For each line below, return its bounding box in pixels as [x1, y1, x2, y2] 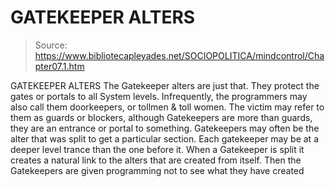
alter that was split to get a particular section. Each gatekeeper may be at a [10, 132, 319, 145]
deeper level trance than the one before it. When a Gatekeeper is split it [10, 143, 305, 155]
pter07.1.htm [34, 60, 85, 72]
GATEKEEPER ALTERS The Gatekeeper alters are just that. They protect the [10, 79, 320, 91]
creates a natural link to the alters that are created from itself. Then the [10, 154, 302, 166]
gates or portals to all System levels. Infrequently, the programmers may [10, 90, 308, 102]
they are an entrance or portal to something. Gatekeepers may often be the [10, 122, 320, 134]
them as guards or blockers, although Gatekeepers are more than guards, [10, 111, 313, 123]
